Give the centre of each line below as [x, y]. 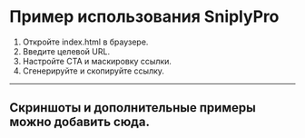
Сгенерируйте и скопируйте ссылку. [93, 71]
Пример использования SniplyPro [144, 17]
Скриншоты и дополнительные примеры [133, 108]
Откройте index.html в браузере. [85, 42]
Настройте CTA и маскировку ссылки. [97, 61]
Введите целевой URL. [66, 51]
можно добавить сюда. [79, 122]
